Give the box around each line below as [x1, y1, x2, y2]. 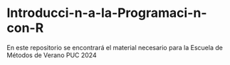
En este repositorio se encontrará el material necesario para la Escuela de [6, 43, 224, 52]
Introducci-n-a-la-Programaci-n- [6, 5, 207, 21]
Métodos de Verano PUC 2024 [6, 51, 97, 59]
